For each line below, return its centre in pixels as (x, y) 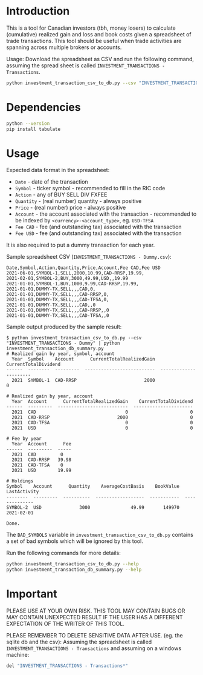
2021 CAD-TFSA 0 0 (102, 423)
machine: (18, 655)
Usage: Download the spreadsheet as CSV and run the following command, (100, 59)
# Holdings (20, 481)
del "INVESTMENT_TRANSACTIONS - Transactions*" (67, 666)
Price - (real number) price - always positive (70, 208)
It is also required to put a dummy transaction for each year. (81, 245)
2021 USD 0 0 (102, 428)
